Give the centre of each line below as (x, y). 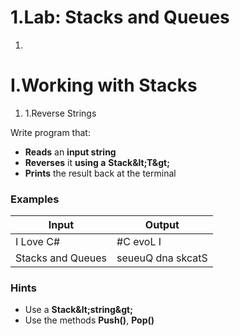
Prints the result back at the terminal (100, 173)
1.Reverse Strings (60, 113)
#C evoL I (139, 242)
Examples (35, 199)
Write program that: (50, 132)
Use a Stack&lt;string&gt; (78, 310)
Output (162, 225)
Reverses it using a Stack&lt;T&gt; (97, 162)
